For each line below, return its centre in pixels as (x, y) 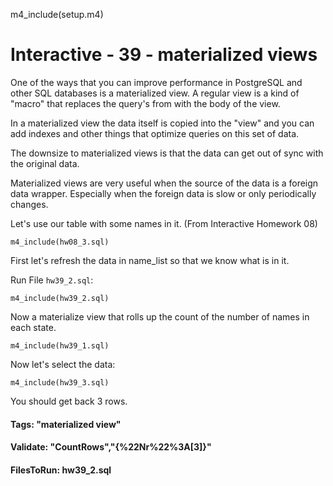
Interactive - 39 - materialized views (164, 55)
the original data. (45, 163)
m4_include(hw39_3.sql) (60, 382)
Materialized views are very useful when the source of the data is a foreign (164, 183)
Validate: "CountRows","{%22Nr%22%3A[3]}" (111, 447)
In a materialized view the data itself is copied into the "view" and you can (162, 123)
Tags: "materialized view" (66, 424)
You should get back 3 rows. (69, 401)
